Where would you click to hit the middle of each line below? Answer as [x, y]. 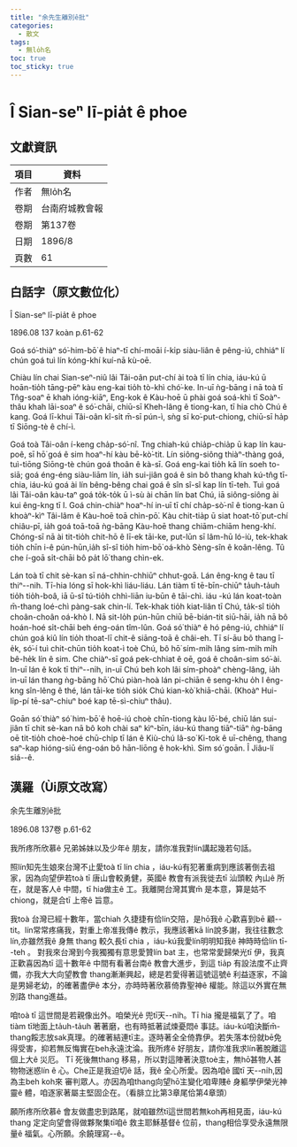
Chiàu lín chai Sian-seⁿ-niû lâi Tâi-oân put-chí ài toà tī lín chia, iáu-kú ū [138, 377]
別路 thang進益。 [41, 996]
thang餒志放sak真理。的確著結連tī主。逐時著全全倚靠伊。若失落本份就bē [142, 1037]
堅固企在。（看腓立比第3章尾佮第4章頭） [159, 1092]
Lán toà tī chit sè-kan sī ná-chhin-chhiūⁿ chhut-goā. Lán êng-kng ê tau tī [142, 575]
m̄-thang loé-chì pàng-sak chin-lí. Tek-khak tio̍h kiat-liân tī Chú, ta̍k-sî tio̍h [145, 606]
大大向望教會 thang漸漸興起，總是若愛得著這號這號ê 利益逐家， [156, 974]
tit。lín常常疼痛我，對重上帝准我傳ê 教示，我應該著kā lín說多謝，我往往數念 [147, 929]
